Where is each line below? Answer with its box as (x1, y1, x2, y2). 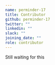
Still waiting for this (5, 54, 45, 60)
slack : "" (5, 31, 26, 36)
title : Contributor (5, 12, 46, 17)
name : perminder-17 (5, 7, 46, 13)
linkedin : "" (5, 26, 32, 31)
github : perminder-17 (5, 17, 50, 22)
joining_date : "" (5, 36, 41, 41)
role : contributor (5, 40, 43, 45)
